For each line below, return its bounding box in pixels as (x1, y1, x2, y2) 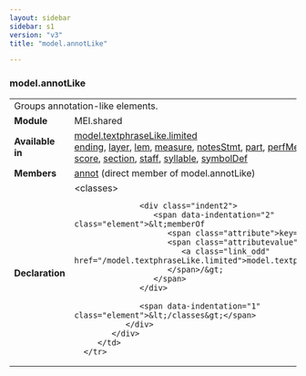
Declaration (14, 266, 66, 279)
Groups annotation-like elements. (14, 99, 158, 112)
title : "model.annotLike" (9, 38, 107, 48)
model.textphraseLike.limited (74, 129, 198, 141)
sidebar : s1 (9, 22, 55, 31)
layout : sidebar (9, 13, 71, 23)
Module (14, 114, 48, 127)
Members (14, 166, 57, 179)
